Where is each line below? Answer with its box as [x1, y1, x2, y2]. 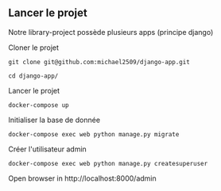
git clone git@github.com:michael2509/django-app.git [8, 58, 191, 66]
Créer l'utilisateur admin [8, 144, 87, 154]
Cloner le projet [8, 43, 60, 52]
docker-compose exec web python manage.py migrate [8, 130, 180, 138]
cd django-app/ [8, 71, 59, 80]
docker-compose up [8, 101, 69, 109]
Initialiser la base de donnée [8, 115, 101, 124]
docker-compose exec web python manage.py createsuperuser [8, 159, 208, 167]
